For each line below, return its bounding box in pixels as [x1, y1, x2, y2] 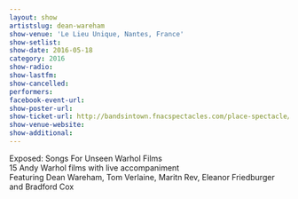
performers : [9, 87, 53, 96]
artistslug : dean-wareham [9, 21, 105, 30]
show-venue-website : [9, 121, 86, 130]
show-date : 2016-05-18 [9, 46, 93, 55]
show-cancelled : [9, 79, 69, 88]
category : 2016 [9, 54, 66, 63]
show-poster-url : [9, 104, 74, 113]
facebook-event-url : [9, 95, 86, 105]
